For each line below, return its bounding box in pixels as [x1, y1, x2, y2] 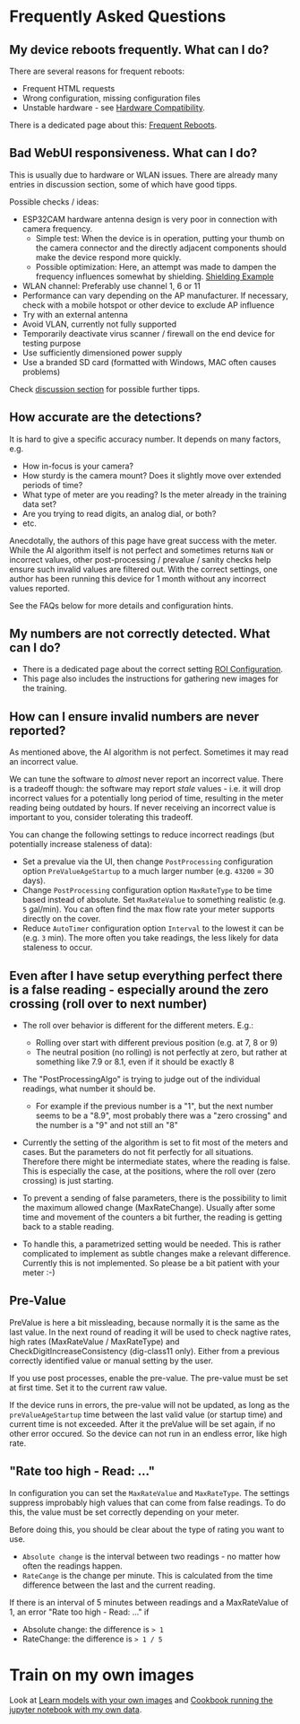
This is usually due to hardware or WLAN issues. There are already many [9, 169, 279, 180]
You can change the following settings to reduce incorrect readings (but [9, 829, 275, 840]
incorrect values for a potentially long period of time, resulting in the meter [9, 792, 284, 804]
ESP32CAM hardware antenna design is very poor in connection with [21, 214, 278, 224]
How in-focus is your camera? [21, 460, 134, 471]
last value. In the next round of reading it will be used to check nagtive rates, [9, 1326, 291, 1337]
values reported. [9, 582, 70, 593]
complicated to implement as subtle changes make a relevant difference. [21, 1248, 291, 1259]
